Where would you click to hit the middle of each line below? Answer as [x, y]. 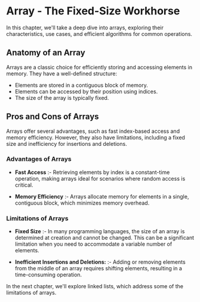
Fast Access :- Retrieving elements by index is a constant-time [92, 172]
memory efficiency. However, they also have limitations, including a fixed [96, 137]
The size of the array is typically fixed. [62, 97]
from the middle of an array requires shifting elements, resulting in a [98, 269]
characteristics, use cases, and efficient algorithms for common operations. [99, 33]
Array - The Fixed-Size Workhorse [93, 11]
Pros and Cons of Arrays [53, 117]
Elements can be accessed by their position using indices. [86, 91]
